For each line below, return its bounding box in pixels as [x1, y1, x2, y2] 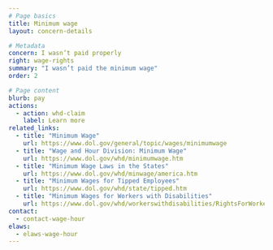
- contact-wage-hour [15, 214, 85, 223]
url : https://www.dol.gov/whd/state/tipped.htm [23, 184, 187, 193]
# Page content [8, 86, 60, 94]
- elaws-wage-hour [15, 230, 79, 238]
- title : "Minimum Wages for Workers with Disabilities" [15, 192, 213, 200]
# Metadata [8, 41, 45, 50]
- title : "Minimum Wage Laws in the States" [15, 162, 169, 170]
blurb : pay [8, 94, 45, 102]
